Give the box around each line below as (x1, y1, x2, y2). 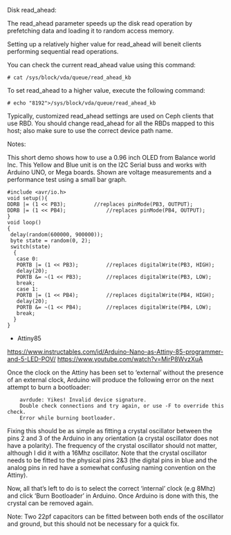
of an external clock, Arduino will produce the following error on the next (7, 376, 214, 383)
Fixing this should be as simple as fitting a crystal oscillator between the (7, 427, 212, 435)
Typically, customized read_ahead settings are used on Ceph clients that (7, 112, 214, 120)
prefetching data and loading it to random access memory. (7, 27, 174, 35)
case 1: (16, 286, 39, 293)
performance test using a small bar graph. (7, 176, 127, 183)
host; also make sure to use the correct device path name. (7, 127, 174, 134)
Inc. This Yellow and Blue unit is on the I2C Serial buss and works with (7, 161, 207, 169)
